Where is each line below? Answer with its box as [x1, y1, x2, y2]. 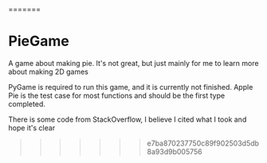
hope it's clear [8, 122, 56, 132]
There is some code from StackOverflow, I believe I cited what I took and [8, 114, 247, 124]
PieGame [8, 33, 69, 50]
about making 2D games [8, 67, 89, 76]
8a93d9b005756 [147, 146, 202, 156]
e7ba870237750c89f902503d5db [147, 138, 260, 148]
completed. [8, 99, 45, 108]
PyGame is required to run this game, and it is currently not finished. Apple [8, 82, 253, 91]
